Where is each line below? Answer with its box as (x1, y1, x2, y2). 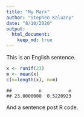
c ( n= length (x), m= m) (6, 76, 59, 82)
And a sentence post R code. (6, 104, 79, 111)
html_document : (11, 32, 50, 38)
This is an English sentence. (6, 54, 76, 61)
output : (6, 25, 26, 32)
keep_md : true (17, 37, 53, 43)
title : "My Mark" (6, 8, 50, 15)
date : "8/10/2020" (6, 20, 53, 26)
